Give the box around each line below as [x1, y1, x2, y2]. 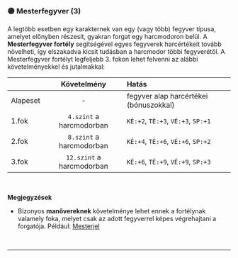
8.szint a [67, 132, 100, 142]
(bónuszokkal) [126, 100, 175, 110]
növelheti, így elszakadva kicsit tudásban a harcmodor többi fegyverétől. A [7, 47, 225, 56]
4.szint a [67, 112, 100, 122]
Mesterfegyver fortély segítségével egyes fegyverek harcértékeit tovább [7, 40, 222, 48]
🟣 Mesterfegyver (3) [7, 6, 81, 16]
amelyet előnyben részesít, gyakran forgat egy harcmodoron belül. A [7, 33, 208, 41]
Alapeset [11, 96, 41, 106]
